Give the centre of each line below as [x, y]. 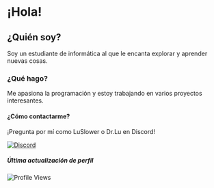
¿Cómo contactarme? [39, 116]
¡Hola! [25, 12]
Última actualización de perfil [50, 161]
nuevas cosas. [27, 61]
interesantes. [26, 100]
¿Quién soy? [34, 37]
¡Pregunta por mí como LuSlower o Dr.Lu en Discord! [81, 131]
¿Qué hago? [27, 78]
